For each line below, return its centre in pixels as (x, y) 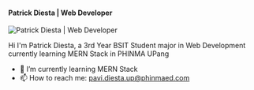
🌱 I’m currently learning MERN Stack (78, 69)
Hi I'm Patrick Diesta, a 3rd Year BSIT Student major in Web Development (127, 46)
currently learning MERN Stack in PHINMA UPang (89, 54)
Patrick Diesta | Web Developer (60, 13)
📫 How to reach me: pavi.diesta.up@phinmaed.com (105, 78)
